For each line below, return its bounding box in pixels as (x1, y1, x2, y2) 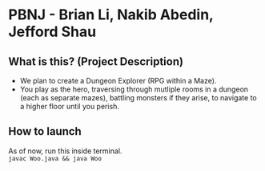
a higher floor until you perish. (19, 102, 120, 111)
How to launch (8, 124, 82, 138)
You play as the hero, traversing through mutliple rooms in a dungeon (19, 84, 249, 94)
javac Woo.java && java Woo (8, 154, 102, 162)
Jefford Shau (8, 22, 97, 41)
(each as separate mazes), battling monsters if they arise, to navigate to (19, 93, 258, 102)
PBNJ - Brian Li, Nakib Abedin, (8, 6, 214, 24)
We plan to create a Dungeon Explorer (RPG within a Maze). (19, 76, 217, 85)
